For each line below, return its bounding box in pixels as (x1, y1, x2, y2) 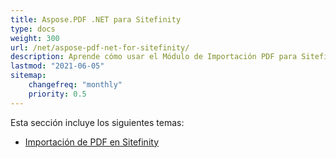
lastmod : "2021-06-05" (10, 61, 105, 71)
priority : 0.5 (28, 89, 87, 99)
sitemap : (10, 71, 47, 81)
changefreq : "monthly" (28, 80, 123, 90)
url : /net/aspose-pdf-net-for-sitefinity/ (10, 42, 190, 53)
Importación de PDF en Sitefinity (24, 136, 160, 148)
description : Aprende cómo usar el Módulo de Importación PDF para (10, 52, 298, 62)
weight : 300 (10, 33, 60, 43)
